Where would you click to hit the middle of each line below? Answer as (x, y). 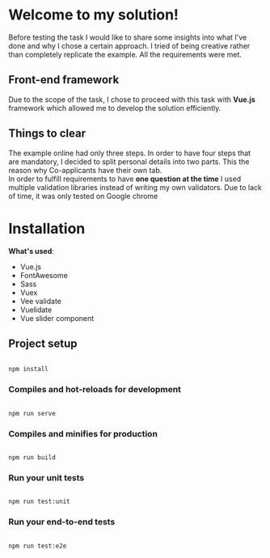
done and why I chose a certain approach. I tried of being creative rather (129, 45)
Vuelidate (36, 310)
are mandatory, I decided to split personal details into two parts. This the (129, 161)
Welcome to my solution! (94, 15)
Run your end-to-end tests (62, 522)
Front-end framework (64, 80)
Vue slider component (57, 318)
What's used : (32, 251)
